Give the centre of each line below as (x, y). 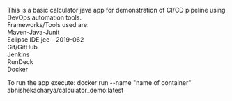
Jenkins (18, 54)
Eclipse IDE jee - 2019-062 (46, 40)
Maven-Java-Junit (33, 32)
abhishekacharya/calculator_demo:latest (65, 90)
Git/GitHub (23, 47)
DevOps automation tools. (45, 17)
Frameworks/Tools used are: (48, 25)
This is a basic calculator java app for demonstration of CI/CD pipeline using (116, 10)
